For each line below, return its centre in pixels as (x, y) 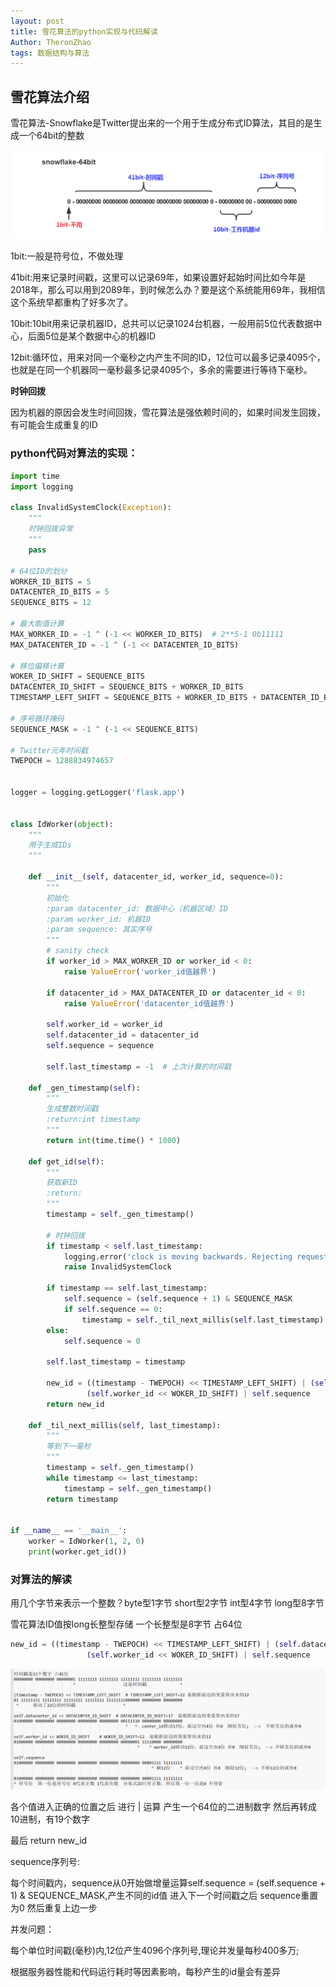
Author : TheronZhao (51, 42)
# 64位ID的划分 (39, 571)
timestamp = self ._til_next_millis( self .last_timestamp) (203, 1320)
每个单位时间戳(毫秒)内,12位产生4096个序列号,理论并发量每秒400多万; (155, 1950)
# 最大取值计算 (37, 624)
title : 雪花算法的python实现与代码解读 (84, 31)
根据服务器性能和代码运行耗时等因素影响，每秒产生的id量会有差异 (145, 1971)
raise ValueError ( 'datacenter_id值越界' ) (149, 1003)
